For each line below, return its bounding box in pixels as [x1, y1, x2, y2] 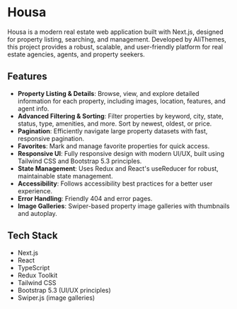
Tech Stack [7, 230, 58, 242]
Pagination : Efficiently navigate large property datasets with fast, [17, 126, 208, 135]
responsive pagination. [17, 134, 85, 143]
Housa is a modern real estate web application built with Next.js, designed [7, 28, 224, 36]
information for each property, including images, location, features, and [17, 97, 226, 105]
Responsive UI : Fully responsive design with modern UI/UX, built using [17, 149, 225, 157]
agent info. [17, 104, 50, 113]
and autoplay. [17, 209, 58, 217]
